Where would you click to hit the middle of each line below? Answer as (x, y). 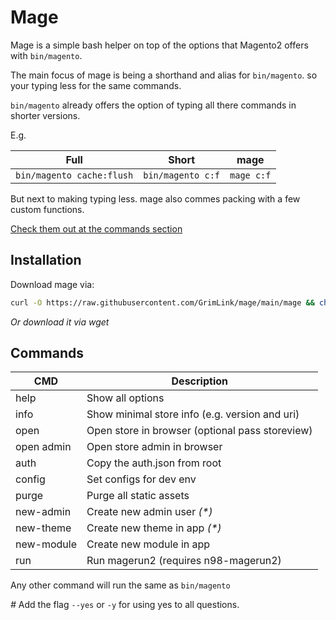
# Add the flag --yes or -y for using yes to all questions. (125, 605)
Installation (46, 260)
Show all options (125, 398)
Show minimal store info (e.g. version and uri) (193, 414)
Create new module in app (148, 544)
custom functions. (47, 209)
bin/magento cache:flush (74, 175)
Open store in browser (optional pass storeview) (199, 431)
